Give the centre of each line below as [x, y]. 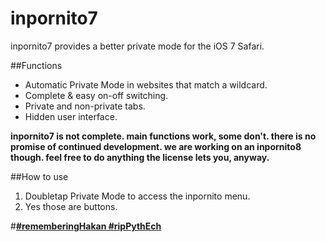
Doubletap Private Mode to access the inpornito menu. [137, 196]
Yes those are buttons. [71, 206]
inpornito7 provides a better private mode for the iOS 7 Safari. [137, 46]
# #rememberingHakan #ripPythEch [86, 226]
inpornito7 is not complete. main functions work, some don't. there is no [163, 136]
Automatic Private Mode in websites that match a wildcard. [146, 84]
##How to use [39, 176]
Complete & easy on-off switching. [96, 95]
